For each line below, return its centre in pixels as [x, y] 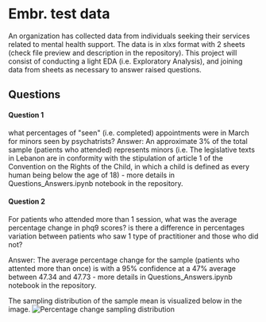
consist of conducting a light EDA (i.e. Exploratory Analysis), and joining [125, 61]
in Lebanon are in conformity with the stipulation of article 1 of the [116, 158]
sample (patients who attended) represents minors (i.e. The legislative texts [132, 149]
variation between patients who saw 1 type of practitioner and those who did [133, 236]
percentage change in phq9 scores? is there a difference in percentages [126, 227]
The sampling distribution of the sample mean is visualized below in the [125, 301]
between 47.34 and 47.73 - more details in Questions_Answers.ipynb [120, 277]
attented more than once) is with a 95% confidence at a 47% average [122, 268]
